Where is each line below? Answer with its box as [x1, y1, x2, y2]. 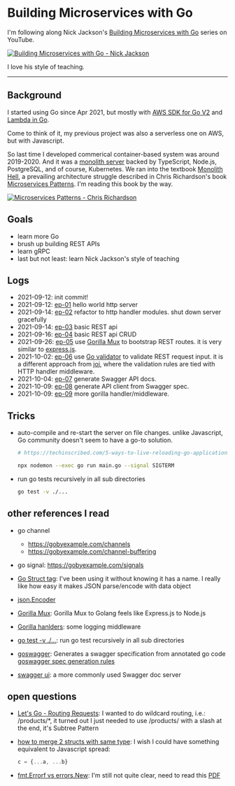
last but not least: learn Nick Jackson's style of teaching [17, 254, 180, 263]
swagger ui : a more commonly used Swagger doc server [17, 670, 182, 679]
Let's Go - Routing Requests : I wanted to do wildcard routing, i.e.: [17, 709, 206, 717]
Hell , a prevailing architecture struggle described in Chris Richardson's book [7, 172, 227, 180]
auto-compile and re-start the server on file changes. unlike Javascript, [17, 429, 224, 437]
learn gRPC [17, 247, 50, 255]
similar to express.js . [17, 345, 77, 354]
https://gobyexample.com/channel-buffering [27, 547, 157, 555]
